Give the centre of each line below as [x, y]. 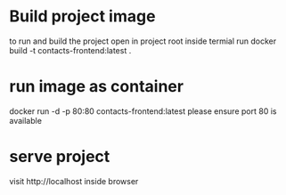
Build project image [82, 16]
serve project [60, 157]
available [26, 120]
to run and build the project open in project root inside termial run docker [143, 41]
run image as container [97, 87]
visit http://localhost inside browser [74, 181]
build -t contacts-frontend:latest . [70, 50]
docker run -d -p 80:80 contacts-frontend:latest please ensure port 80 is [143, 111]
